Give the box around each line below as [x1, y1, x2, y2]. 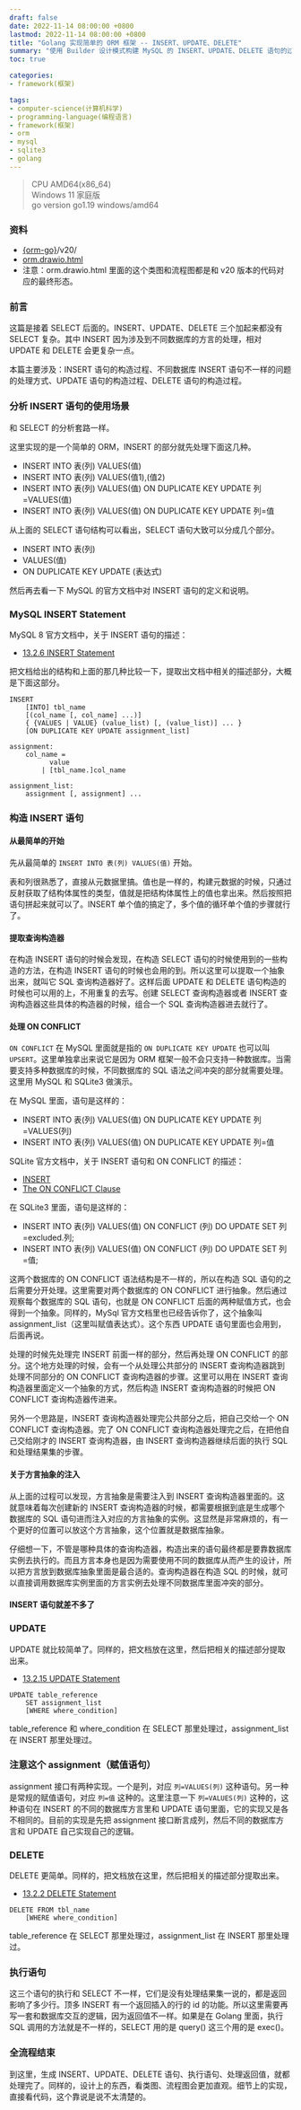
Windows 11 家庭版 [30, 189, 101, 200]
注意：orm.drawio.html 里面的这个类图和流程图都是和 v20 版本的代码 [21, 265, 277, 276]
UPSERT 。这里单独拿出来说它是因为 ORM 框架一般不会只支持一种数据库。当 [9, 1054, 284, 1065]
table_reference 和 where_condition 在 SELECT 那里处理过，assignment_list [9, 1723, 289, 1734]
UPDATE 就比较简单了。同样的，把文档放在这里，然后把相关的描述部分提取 [9, 1644, 286, 1655]
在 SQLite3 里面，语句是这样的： [9, 1202, 130, 1213]
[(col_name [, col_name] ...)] [25, 710, 142, 719]
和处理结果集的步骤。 [9, 1446, 88, 1457]
